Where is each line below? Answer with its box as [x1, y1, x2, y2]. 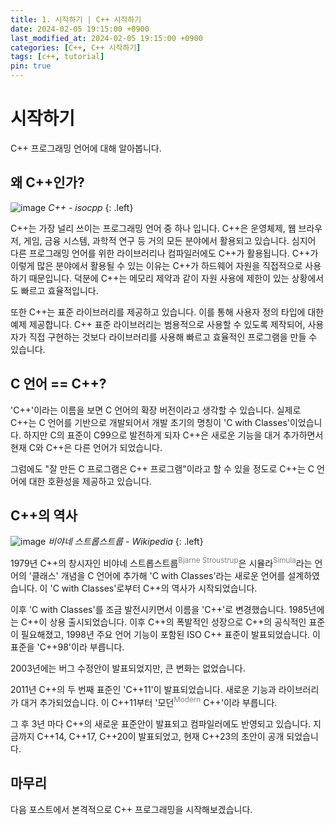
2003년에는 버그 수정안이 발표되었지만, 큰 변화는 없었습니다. [10, 662, 246, 675]
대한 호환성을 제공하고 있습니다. [28, 475, 152, 487]
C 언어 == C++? [10, 376, 107, 393]
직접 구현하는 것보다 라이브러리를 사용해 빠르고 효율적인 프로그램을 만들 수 [28, 331, 318, 343]
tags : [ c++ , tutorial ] [10, 52, 105, 62]
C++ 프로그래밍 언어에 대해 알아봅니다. [10, 142, 162, 154]
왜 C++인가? [10, 174, 85, 191]
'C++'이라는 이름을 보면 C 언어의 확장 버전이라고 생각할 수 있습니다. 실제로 [10, 404, 302, 416]
